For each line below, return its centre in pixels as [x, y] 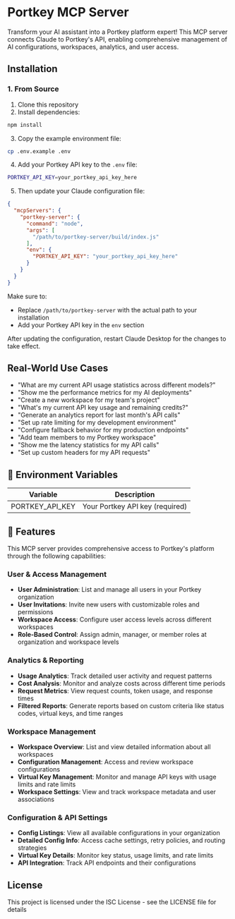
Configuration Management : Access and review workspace [106, 762]
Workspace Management [52, 731]
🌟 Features [31, 531]
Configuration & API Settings [58, 817]
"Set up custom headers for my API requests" [84, 453]
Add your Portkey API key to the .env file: [77, 165]
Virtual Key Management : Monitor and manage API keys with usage [117, 777]
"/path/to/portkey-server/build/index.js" [96, 237]
